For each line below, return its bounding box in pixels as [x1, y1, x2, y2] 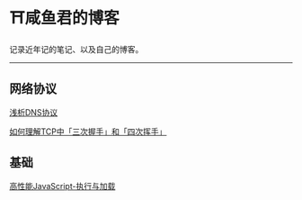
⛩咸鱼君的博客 [9, 8, 120, 29]
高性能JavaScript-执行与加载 [9, 180, 116, 191]
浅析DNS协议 [9, 106, 58, 117]
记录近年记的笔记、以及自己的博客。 [9, 43, 144, 54]
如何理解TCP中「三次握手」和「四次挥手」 [9, 126, 167, 137]
